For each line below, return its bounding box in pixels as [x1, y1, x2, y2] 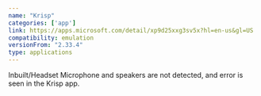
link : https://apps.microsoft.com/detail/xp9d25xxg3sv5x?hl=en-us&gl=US [8, 26, 254, 34]
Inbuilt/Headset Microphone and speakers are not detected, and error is [8, 71, 244, 79]
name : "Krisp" [8, 11, 56, 20]
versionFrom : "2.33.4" [8, 41, 83, 49]
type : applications [8, 48, 73, 56]
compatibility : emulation [8, 33, 94, 42]
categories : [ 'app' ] [8, 19, 77, 27]
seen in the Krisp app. [8, 79, 80, 88]
